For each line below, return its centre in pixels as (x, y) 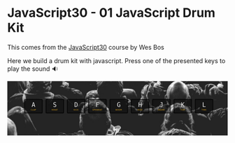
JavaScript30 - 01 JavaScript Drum (111, 13)
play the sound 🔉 (33, 69)
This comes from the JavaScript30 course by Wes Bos (86, 47)
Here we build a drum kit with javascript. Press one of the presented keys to (116, 60)
